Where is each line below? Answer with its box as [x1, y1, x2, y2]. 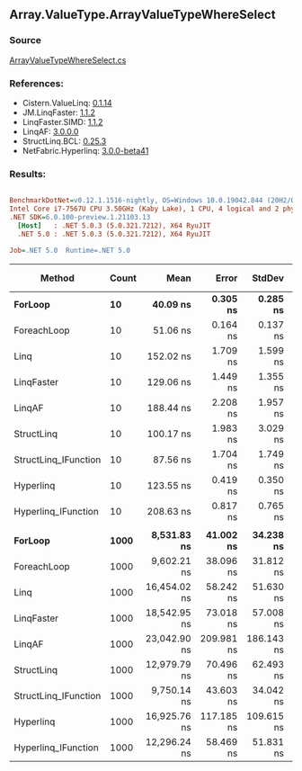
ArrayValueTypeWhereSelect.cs [9, 54, 127, 66]
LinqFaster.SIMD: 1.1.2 [22, 116, 103, 127]
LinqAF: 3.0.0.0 [22, 126, 79, 137]
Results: [9, 167, 47, 180]
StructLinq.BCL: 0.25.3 [22, 135, 107, 147]
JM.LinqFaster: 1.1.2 [22, 107, 96, 118]
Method [40, 272, 75, 284]
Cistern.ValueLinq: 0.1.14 [22, 97, 112, 108]
